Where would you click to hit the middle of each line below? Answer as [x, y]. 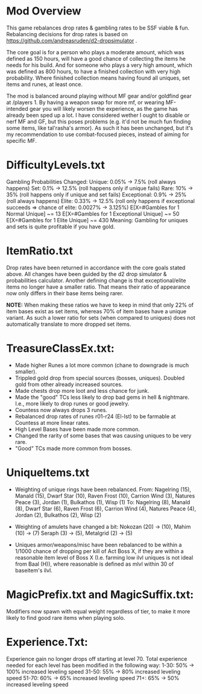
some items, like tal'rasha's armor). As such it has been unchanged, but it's [100, 128]
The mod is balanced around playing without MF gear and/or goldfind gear [99, 96]
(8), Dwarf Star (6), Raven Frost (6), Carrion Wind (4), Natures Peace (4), [106, 508]
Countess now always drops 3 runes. [61, 410]
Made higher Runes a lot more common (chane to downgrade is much [102, 365]
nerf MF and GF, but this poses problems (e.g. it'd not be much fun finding [99, 121]
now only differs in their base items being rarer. [65, 293]
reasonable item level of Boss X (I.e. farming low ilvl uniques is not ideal [104, 557]
